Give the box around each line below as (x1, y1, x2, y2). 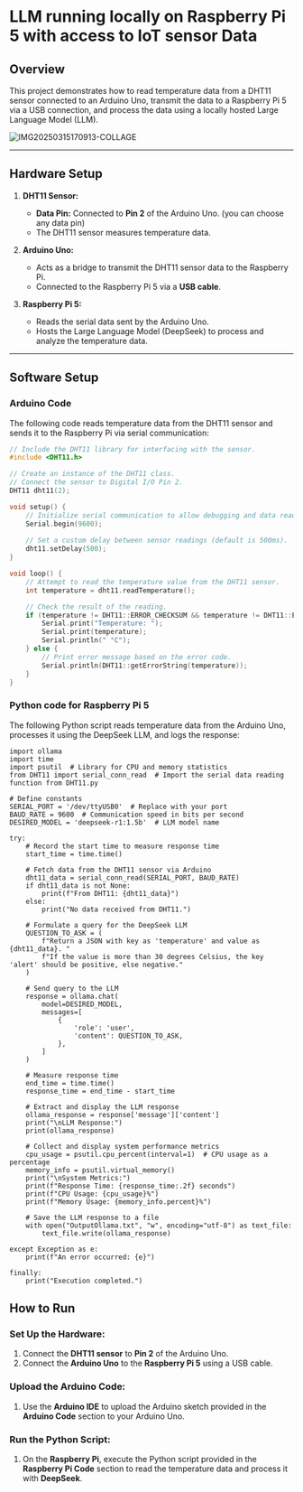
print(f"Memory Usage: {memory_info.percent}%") (25, 1197, 212, 1207)
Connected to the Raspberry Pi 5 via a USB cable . (35, 281, 221, 292)
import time (9, 754, 54, 764)
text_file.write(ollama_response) (41, 1228, 171, 1238)
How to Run (9, 1301, 76, 1316)
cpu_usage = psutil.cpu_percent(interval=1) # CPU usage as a (25, 1150, 269, 1159)
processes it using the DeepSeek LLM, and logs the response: (9, 729, 241, 740)
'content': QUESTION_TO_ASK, (73, 1031, 183, 1040)
